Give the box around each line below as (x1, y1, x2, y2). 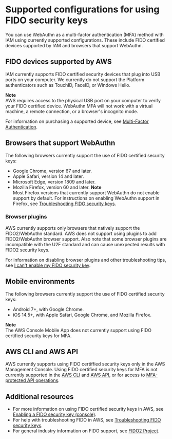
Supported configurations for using (5, 4, 160, 15)
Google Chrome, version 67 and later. (12, 168, 92, 174)
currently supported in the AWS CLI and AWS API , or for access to (5, 372, 145, 378)
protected (5, 377, 26, 383)
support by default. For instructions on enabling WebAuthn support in (12, 195, 160, 201)
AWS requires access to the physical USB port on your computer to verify (5, 97, 161, 103)
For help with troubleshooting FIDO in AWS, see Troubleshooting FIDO (12, 417, 161, 423)
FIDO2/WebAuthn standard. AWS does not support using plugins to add (5, 230, 157, 236)
